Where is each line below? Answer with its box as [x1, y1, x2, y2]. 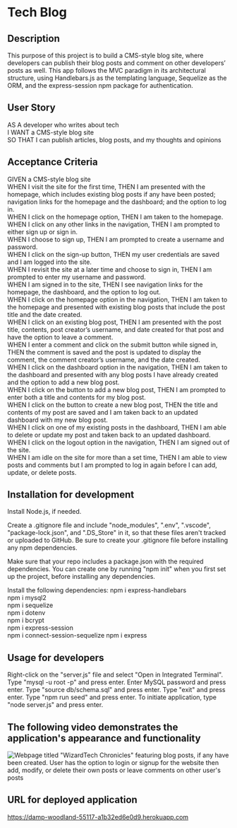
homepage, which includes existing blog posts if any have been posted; [7, 190, 216, 198]
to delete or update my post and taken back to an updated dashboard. [7, 430, 211, 439]
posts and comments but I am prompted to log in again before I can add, [7, 461, 217, 469]
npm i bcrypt [7, 616, 44, 625]
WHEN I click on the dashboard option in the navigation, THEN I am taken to [7, 362, 228, 372]
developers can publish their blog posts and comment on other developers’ [7, 59, 226, 67]
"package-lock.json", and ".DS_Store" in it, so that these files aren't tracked [7, 529, 226, 537]
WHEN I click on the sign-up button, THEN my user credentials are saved [7, 250, 220, 258]
